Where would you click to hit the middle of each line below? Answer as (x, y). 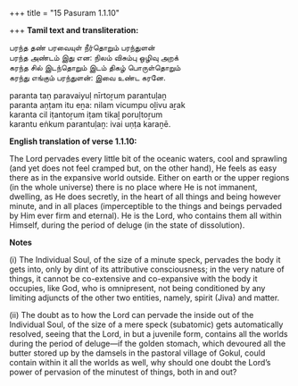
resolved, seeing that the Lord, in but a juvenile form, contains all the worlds (149, 334)
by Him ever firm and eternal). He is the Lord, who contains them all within (146, 215)
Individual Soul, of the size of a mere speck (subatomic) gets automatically (146, 324)
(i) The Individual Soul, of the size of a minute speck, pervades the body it (145, 260)
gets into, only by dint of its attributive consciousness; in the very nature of (147, 269)
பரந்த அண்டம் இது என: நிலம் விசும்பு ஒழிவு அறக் (94, 58)
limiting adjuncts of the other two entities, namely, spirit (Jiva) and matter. (145, 298)
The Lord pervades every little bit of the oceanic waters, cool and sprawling (149, 159)
